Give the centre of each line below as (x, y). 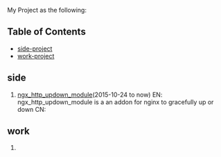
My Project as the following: (47, 10)
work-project (36, 56)
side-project (35, 49)
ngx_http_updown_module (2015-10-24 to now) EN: (90, 94)
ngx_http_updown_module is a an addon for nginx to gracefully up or (115, 102)
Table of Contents (47, 32)
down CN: (32, 109)
